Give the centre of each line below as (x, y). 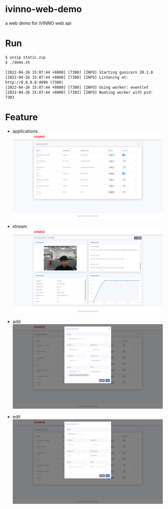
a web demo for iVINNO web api (38, 23)
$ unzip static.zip (25, 57)
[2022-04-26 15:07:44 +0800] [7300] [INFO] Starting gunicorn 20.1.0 (79, 72)
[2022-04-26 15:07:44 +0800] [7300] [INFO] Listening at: (67, 77)
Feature (21, 117)
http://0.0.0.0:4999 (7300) (34, 82)
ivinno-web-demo (43, 9)
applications (25, 131)
